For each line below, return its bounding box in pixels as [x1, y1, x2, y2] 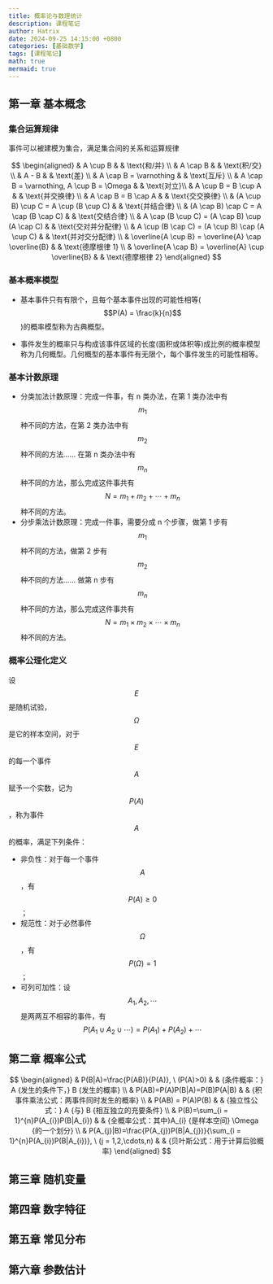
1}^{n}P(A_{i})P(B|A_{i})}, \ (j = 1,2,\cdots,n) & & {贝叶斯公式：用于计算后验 [9, 1136, 258, 1146]
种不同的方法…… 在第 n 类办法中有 [19, 449, 136, 459]
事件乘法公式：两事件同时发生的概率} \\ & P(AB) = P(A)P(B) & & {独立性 [15, 1095, 252, 1105]
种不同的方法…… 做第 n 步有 [19, 574, 115, 584]
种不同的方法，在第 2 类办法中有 [19, 420, 129, 430]
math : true [8, 58, 45, 66]
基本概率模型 [8, 274, 59, 286]
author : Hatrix [8, 27, 60, 35]
